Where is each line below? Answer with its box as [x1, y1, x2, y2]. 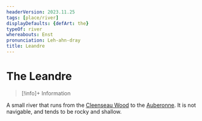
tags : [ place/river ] [6, 15, 59, 21]
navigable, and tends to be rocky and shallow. [6, 108, 122, 115]
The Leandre [6, 70, 72, 83]
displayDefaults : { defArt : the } [6, 20, 89, 26]
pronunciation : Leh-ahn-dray [6, 37, 81, 43]
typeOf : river [6, 26, 43, 32]
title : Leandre [6, 43, 45, 50]
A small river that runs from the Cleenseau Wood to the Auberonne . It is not [6, 101, 196, 109]
